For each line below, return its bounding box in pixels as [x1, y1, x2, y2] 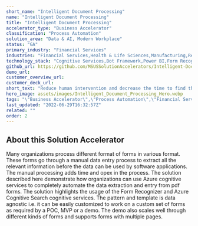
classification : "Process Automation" [6, 31, 101, 37]
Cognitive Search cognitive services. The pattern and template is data [6, 194, 176, 201]
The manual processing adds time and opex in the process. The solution [6, 169, 181, 176]
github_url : [6, 63, 35, 70]
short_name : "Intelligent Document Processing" [6, 8, 126, 15]
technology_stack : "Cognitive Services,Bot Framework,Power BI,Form [6, 58, 178, 64]
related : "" [6, 107, 35, 113]
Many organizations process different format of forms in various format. [6, 150, 181, 158]
